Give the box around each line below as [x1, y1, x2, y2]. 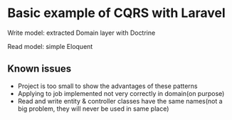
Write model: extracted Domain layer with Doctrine [7, 28, 156, 37]
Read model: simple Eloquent [7, 42, 93, 50]
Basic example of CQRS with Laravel [7, 5, 226, 21]
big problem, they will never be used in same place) [17, 104, 169, 113]
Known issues [7, 62, 72, 75]
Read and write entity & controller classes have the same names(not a [17, 97, 223, 105]
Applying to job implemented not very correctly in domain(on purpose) [17, 89, 225, 97]
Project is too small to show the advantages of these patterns [17, 82, 198, 90]
